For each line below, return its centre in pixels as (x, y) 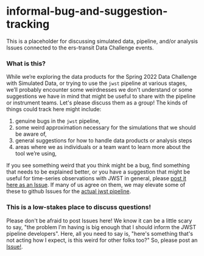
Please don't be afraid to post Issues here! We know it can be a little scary (99, 221)
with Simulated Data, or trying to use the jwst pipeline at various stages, (97, 83)
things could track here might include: (54, 109)
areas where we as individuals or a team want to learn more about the (103, 147)
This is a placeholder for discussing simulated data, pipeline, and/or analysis (102, 41)
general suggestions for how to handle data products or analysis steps (104, 141)
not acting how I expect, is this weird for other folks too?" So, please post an (102, 240)
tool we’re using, (36, 153)
